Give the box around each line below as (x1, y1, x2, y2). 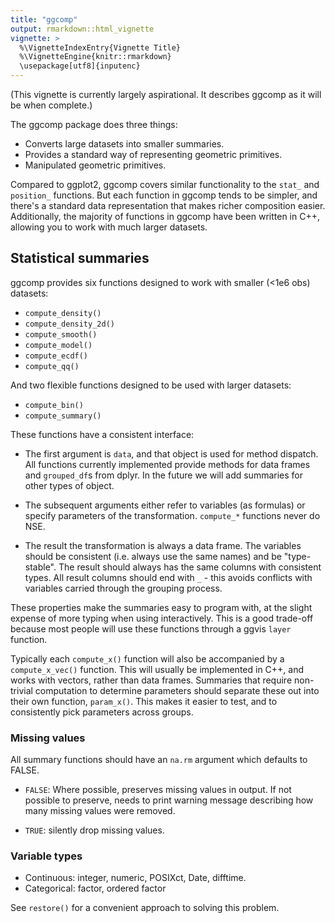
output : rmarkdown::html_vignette (10, 24, 155, 34)
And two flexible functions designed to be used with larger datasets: (10, 379, 292, 391)
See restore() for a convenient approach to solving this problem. (10, 902, 280, 914)
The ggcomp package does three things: (10, 119, 178, 130)
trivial (10, 684, 33, 696)
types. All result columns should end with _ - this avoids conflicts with (24, 571, 313, 583)
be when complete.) (10, 99, 93, 111)
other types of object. (24, 479, 115, 491)
